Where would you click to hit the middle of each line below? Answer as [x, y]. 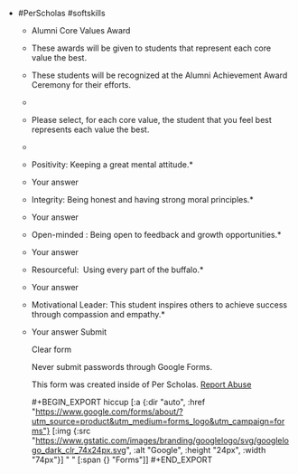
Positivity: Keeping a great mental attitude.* [112, 165]
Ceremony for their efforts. [81, 85]
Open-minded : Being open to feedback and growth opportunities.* [156, 235]
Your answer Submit [69, 332]
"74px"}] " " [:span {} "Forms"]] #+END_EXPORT [122, 460]
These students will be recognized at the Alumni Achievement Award [159, 75]
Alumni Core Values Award [81, 30]
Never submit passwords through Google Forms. [122, 367]
